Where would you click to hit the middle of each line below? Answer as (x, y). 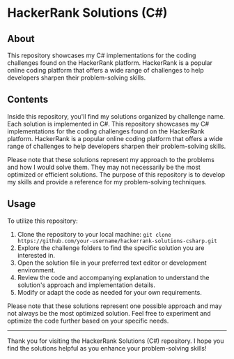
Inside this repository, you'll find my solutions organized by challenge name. (116, 116)
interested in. (36, 255)
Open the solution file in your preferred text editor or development (112, 263)
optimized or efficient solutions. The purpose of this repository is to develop (116, 174)
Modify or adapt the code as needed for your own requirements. (109, 292)
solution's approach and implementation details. (86, 285)
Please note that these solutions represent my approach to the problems (111, 159)
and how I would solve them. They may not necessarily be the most (104, 167)
